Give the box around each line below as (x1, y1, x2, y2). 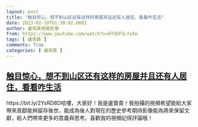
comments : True (6, 42, 44, 48)
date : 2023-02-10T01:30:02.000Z (6, 20, 87, 26)
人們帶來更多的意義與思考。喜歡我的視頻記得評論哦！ (22, 114, 153, 121)
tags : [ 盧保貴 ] (6, 36, 47, 42)
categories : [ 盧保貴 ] (6, 48, 63, 54)
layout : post (6, 8, 39, 15)
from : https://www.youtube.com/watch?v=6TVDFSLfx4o (6, 31, 138, 37)
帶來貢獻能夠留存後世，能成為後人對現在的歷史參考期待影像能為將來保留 (6, 107, 184, 114)
